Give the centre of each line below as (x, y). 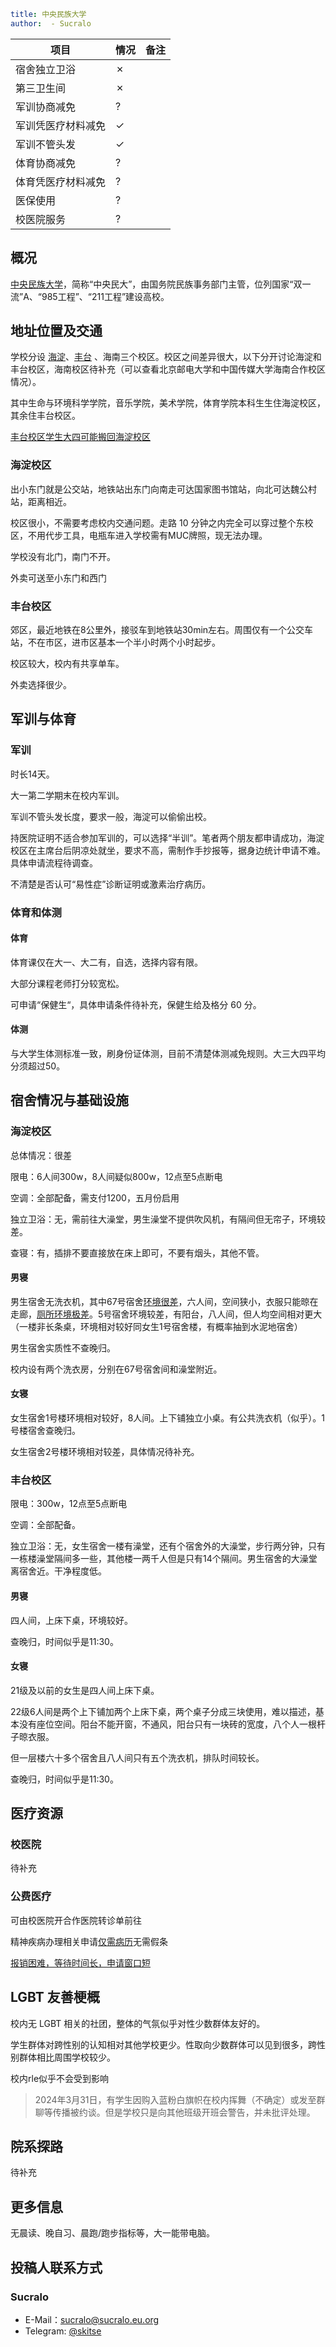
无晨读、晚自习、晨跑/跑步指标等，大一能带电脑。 (113, 2233)
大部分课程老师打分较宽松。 (67, 983)
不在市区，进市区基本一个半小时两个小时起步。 (124, 642)
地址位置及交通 (56, 330)
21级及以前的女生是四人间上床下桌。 (85, 1690)
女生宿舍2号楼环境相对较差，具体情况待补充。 (105, 1452)
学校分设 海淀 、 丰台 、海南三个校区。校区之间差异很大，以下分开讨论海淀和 (166, 357)
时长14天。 (32, 774)
